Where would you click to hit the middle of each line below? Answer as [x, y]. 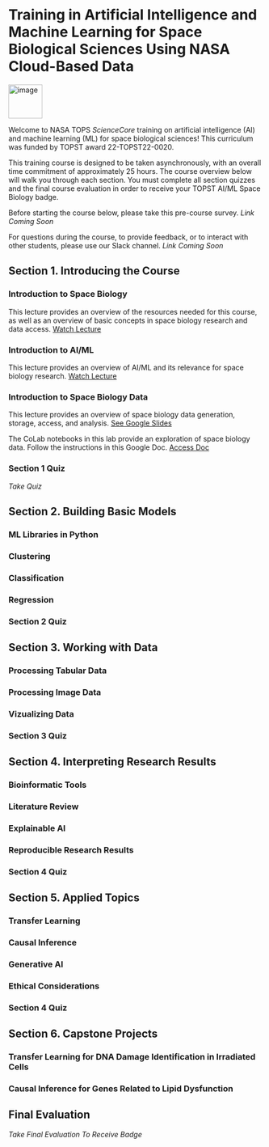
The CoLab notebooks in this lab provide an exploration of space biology [129, 439]
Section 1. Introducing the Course [94, 271]
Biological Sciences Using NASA [119, 49]
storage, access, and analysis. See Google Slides [90, 423]
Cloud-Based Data [71, 67]
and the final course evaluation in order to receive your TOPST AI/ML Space [134, 188]
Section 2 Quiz [38, 621]
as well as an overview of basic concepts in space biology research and [128, 320]
